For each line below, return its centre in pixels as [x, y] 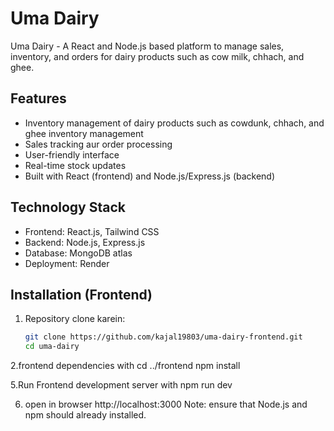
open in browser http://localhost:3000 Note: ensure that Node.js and [166, 404]
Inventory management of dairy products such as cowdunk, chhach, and [174, 123]
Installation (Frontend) [81, 294]
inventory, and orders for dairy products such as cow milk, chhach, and [157, 56]
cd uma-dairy [52, 347]
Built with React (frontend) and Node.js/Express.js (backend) [150, 176]
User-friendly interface [72, 154]
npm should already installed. [85, 415]
